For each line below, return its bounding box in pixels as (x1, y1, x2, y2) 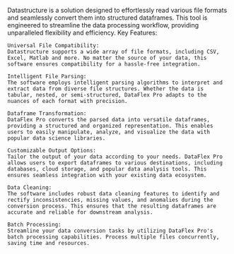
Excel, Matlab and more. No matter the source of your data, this (7, 54, 207, 61)
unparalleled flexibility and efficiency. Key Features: (7, 28, 158, 37)
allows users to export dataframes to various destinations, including (7, 159, 223, 167)
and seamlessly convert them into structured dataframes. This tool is (7, 13, 208, 22)
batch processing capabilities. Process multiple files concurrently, (7, 234, 220, 241)
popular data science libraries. (7, 135, 106, 142)
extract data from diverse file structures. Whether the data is (7, 85, 204, 92)
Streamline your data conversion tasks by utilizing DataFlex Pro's (7, 227, 213, 234)
